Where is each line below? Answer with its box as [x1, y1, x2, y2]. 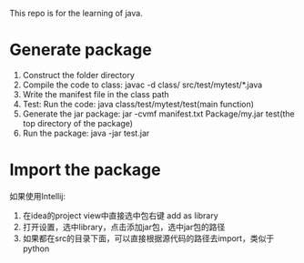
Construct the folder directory [22, 69, 135, 80]
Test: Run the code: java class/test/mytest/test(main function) [22, 98, 255, 109]
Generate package [9, 40, 152, 60]
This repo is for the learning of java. [9, 8, 143, 18]
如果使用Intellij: [9, 190, 66, 201]
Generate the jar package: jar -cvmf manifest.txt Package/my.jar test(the [22, 108, 296, 119]
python [22, 243, 50, 254]
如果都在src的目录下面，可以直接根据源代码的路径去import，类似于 [22, 232, 275, 244]
